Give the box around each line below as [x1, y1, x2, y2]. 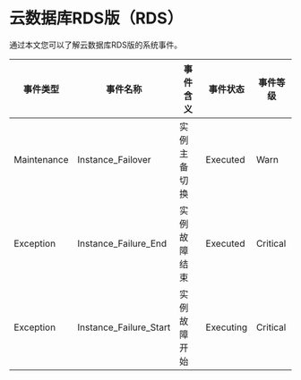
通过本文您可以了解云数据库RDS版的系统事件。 [9, 39, 183, 50]
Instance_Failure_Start [77, 321, 171, 334]
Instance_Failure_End [77, 237, 168, 249]
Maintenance [13, 153, 69, 165]
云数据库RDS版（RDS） [9, 8, 184, 29]
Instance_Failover [77, 153, 151, 165]
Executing [205, 321, 248, 334]
